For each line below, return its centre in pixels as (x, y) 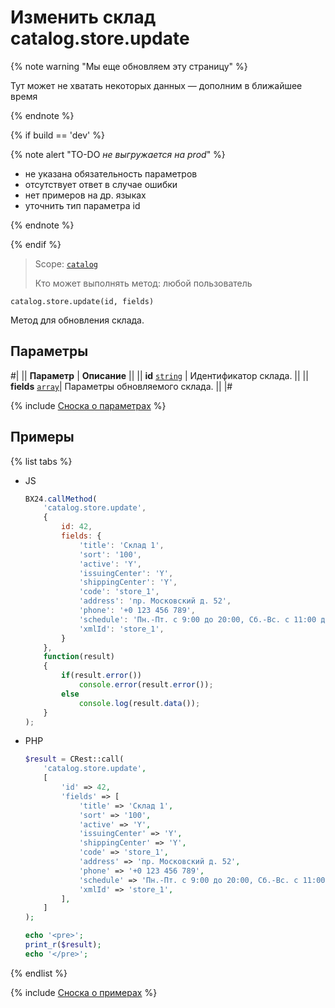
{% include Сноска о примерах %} (84, 992)
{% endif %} (36, 244)
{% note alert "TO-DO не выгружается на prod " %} (118, 154)
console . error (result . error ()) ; (146, 685)
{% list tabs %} (41, 461)
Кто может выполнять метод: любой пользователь (143, 283)
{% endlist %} (39, 973)
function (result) (79, 657)
